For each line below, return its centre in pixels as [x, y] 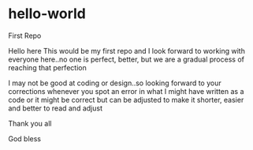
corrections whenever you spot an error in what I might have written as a [126, 91]
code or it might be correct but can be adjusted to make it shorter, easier [126, 99]
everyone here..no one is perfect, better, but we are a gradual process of [126, 59]
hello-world [47, 14]
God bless [25, 138]
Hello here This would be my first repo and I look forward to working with [127, 51]
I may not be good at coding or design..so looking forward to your [115, 83]
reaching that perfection [47, 67]
